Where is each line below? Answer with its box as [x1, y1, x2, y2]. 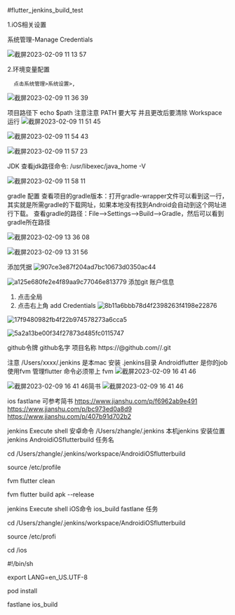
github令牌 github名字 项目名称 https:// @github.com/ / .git [7, 344, 171, 351]
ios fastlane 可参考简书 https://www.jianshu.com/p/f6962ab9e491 [7, 397, 198, 405]
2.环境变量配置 [7, 65, 51, 73]
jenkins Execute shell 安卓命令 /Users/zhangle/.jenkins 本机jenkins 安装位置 [7, 427, 226, 435]
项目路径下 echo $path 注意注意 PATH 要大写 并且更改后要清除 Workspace [7, 109, 222, 116]
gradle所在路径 [7, 218, 51, 227]
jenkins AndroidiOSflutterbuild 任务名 [7, 435, 114, 444]
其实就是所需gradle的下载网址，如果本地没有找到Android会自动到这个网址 [7, 201, 221, 209]
